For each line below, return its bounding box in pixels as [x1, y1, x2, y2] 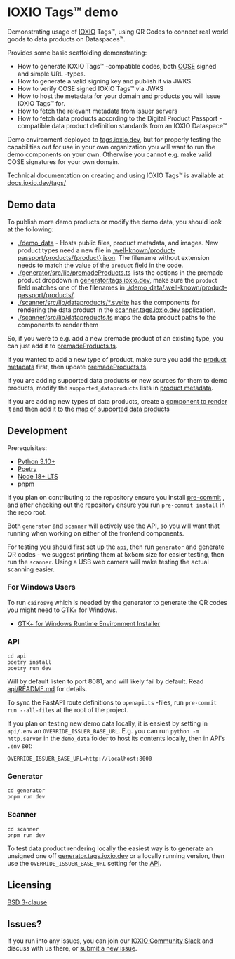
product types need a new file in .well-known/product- [17, 246, 176, 254]
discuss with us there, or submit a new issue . [7, 944, 137, 953]
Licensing [7, 879, 51, 891]
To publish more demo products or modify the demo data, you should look [7, 217, 222, 226]
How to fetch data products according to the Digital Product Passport [17, 114, 218, 123]
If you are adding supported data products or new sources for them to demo [7, 376, 228, 384]
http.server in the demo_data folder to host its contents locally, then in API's [7, 734, 226, 743]
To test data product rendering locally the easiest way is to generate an [7, 844, 213, 852]
